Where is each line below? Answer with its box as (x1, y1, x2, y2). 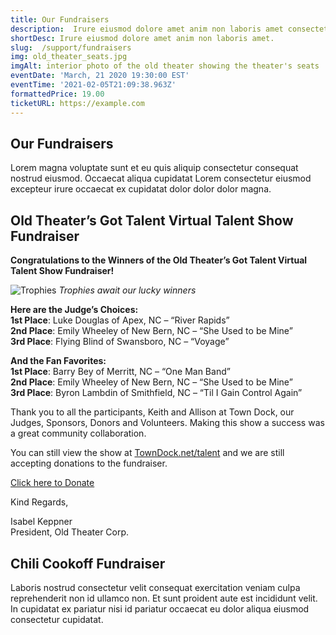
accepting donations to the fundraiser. (10, 457, 168, 470)
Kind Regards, (10, 496, 69, 508)
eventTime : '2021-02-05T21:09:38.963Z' (10, 80, 177, 90)
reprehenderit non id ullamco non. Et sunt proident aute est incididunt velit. (10, 592, 318, 604)
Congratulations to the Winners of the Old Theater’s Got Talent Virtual (10, 254, 308, 266)
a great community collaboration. (10, 427, 147, 440)
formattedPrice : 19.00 (10, 89, 105, 99)
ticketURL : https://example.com (10, 98, 145, 108)
